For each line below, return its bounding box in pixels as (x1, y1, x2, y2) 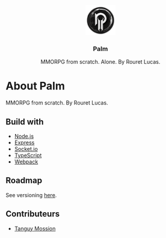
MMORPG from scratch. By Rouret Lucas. (5, 99, 109, 106)
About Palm (5, 79, 66, 93)
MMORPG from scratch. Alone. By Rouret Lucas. (40, 58, 161, 66)
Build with (5, 117, 44, 127)
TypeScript (14, 152, 42, 159)
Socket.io (14, 145, 38, 153)
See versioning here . (5, 191, 57, 198)
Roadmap (5, 175, 43, 186)
